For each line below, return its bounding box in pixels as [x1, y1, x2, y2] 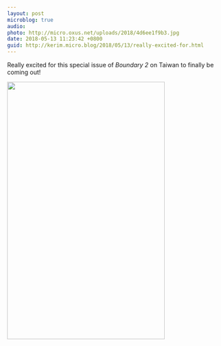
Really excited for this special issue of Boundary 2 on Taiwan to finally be [7, 61, 214, 69]
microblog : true [7, 16, 54, 23]
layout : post [7, 10, 45, 17]
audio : [7, 23, 26, 30]
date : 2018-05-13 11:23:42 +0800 [7, 36, 103, 43]
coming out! [7, 68, 41, 76]
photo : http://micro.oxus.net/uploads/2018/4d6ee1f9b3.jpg [7, 29, 180, 36]
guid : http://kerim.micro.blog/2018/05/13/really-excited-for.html [7, 42, 205, 49]
